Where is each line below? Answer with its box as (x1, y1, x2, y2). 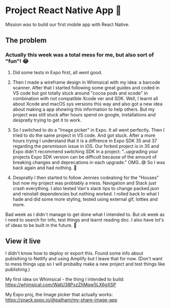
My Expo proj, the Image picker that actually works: (5, 292, 113, 298)
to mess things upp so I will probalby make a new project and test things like (5, 261, 165, 267)
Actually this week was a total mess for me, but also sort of (5, 51, 154, 58)
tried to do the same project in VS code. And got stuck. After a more (12, 132, 156, 138)
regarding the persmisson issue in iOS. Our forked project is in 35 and (12, 143, 159, 149)
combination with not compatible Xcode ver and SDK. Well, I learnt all (12, 95, 158, 101)
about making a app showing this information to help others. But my (12, 106, 155, 112)
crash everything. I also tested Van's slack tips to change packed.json (12, 185, 159, 191)
